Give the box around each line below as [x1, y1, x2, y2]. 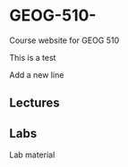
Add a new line [9, 69, 64, 80]
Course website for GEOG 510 [9, 35, 120, 46]
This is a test [9, 52, 56, 63]
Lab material [9, 149, 55, 161]
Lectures [9, 96, 60, 111]
